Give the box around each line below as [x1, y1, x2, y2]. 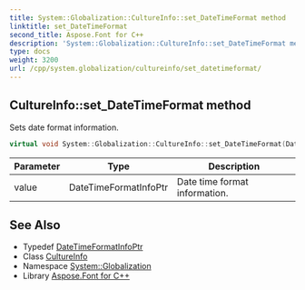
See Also [9, 217, 61, 233]
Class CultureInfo [22, 251, 88, 262]
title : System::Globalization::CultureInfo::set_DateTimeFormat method [9, 13, 286, 23]
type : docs [9, 47, 51, 56]
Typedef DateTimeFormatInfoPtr [22, 242, 143, 253]
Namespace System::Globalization [22, 261, 152, 272]
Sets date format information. [9, 122, 120, 133]
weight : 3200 [9, 55, 59, 65]
